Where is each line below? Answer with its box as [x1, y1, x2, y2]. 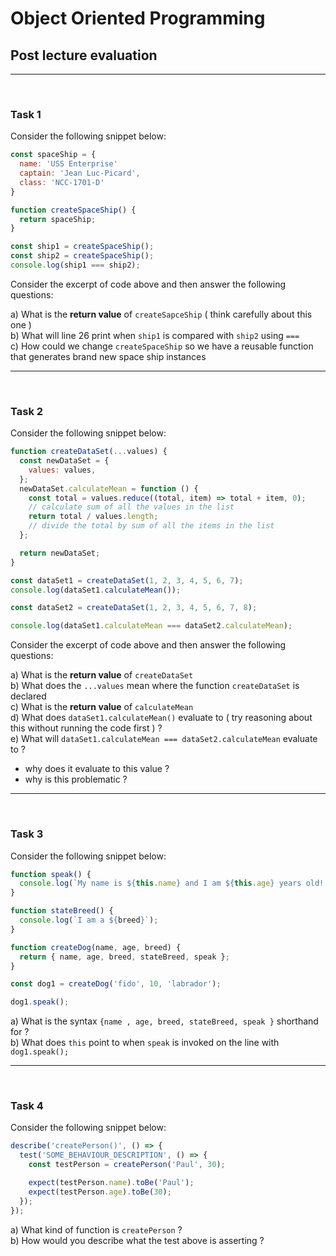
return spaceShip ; [19, 214, 97, 224]
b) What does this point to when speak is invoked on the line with [10, 1037, 280, 1049]
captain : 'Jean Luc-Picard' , [19, 168, 141, 179]
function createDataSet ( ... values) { [10, 447, 168, 457]
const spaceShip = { [10, 150, 97, 160]
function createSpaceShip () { [10, 205, 137, 215]
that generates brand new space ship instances [10, 350, 207, 362]
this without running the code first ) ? [10, 722, 163, 734]
